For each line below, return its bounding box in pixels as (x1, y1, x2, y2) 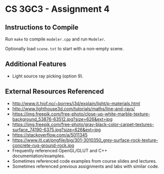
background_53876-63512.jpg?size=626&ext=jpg (12, 116, 113, 122)
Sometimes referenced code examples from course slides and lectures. (12, 158, 157, 164)
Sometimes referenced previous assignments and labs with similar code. (12, 163, 160, 169)
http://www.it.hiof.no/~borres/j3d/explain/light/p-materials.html (12, 100, 140, 106)
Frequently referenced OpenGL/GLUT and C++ (12, 147, 108, 153)
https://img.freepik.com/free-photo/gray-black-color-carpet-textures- (12, 121, 154, 127)
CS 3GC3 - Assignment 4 (5, 3, 110, 15)
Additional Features (5, 60, 67, 69)
